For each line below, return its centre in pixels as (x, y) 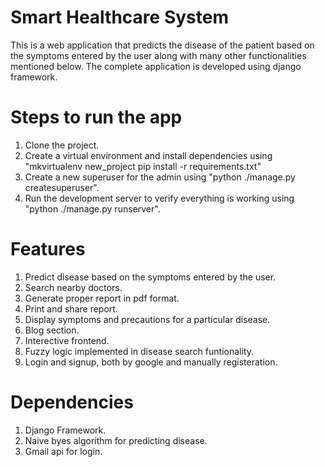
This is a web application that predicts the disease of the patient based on (162, 45)
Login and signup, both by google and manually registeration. (151, 362)
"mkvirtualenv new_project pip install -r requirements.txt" (143, 166)
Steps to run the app (96, 117)
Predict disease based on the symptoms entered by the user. (150, 277)
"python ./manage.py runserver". (92, 208)
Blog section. (52, 330)
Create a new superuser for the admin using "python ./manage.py (160, 177)
